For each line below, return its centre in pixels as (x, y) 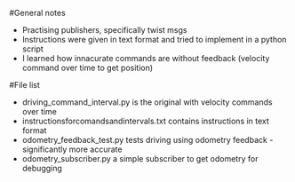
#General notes (38, 13)
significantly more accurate (72, 149)
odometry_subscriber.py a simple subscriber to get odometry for (140, 158)
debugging (42, 168)
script (33, 49)
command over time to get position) (88, 67)
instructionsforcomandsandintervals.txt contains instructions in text (145, 121)
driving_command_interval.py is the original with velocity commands (147, 102)
